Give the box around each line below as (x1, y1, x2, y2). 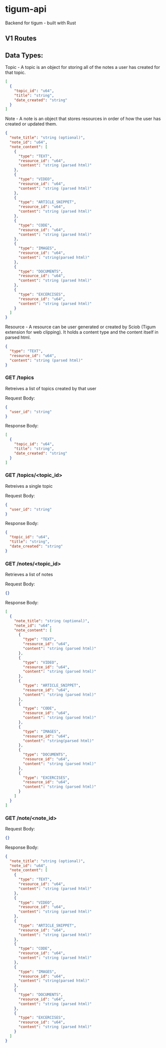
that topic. (5, 69, 26, 75)
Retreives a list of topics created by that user (5, 385, 97, 391)
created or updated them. (5, 121, 57, 127)
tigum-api (5, 3, 47, 15)
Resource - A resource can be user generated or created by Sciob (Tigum (5, 324, 156, 330)
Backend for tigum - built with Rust (5, 20, 76, 26)
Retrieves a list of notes (5, 572, 53, 578)
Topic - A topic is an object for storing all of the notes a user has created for (5, 64, 160, 70)
